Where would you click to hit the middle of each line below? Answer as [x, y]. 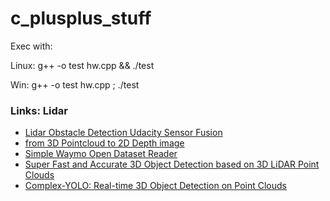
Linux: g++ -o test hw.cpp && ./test [82, 65]
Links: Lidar [39, 110]
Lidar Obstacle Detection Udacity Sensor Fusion [123, 133]
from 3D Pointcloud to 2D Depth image [104, 143]
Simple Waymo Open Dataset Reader [101, 154]
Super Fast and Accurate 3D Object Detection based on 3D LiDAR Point [172, 164]
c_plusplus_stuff [81, 18]
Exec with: [31, 46]
